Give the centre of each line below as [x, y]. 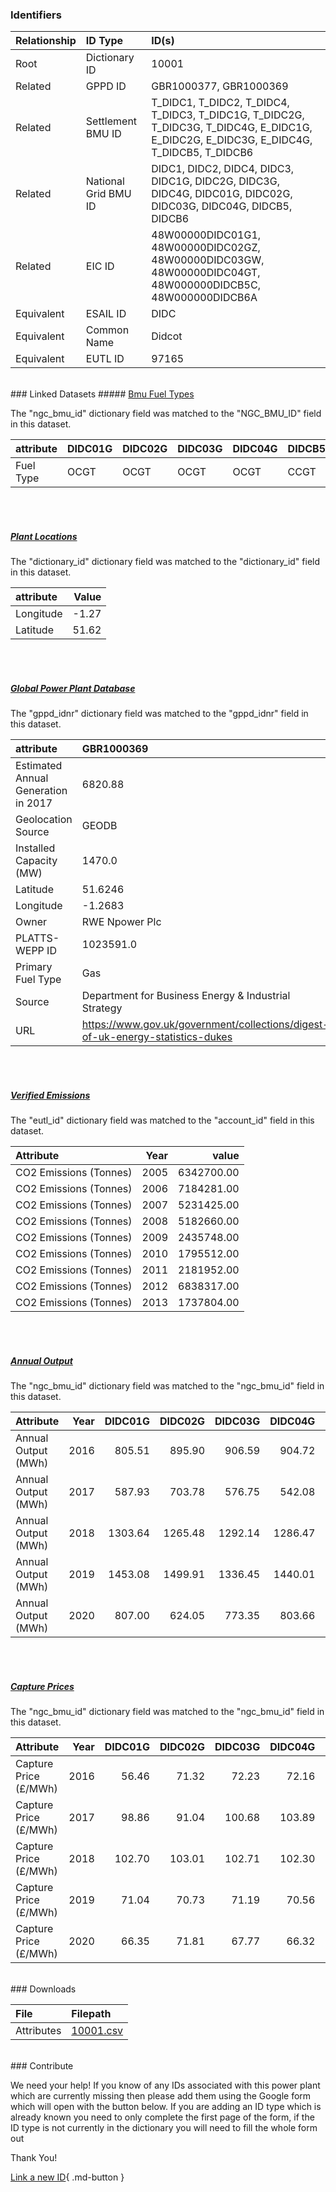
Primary [34, 967]
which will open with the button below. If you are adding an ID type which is [166, 2107]
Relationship [46, 41]
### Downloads [43, 1989]
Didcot [167, 336]
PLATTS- [37, 938]
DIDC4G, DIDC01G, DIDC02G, [222, 194]
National [105, 181]
